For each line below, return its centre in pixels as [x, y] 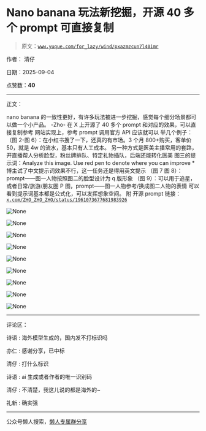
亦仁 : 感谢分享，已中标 [36, 351]
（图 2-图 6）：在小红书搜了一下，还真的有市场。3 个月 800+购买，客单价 [99, 140]
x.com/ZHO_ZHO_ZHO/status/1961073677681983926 [67, 200]
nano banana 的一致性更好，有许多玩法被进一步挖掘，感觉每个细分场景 [96, 116]
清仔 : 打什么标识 [28, 364]
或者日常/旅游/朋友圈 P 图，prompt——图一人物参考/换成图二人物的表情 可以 [103, 186]
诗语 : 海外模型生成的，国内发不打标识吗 [57, 337]
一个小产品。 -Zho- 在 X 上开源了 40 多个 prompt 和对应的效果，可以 [104, 124]
